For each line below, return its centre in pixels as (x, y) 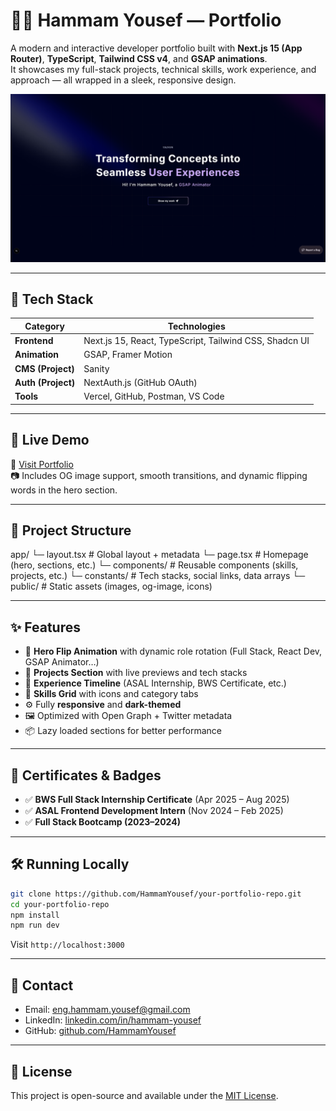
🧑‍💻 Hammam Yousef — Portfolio (146, 20)
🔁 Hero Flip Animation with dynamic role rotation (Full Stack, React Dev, (173, 651)
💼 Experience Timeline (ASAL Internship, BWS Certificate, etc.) (155, 683)
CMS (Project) (44, 368)
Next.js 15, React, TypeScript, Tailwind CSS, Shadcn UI (196, 341)
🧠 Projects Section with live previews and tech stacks (136, 673)
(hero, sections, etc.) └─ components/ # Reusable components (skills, (154, 565)
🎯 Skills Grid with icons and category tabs (111, 694)
